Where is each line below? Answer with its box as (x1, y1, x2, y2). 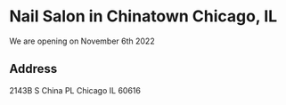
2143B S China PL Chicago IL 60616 (9, 85, 141, 95)
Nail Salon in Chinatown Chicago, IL (9, 6, 278, 27)
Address (9, 61, 58, 77)
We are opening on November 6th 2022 (9, 36, 155, 46)
